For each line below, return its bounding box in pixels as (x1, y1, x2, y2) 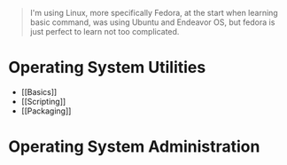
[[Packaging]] (20, 106, 72, 116)
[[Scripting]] (20, 96, 66, 106)
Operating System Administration (8, 137, 260, 157)
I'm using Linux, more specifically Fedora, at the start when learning (29, 8, 278, 18)
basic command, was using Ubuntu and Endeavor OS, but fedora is (29, 17, 275, 27)
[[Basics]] (20, 86, 58, 97)
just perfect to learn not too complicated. (29, 27, 180, 36)
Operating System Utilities (8, 58, 206, 78)
